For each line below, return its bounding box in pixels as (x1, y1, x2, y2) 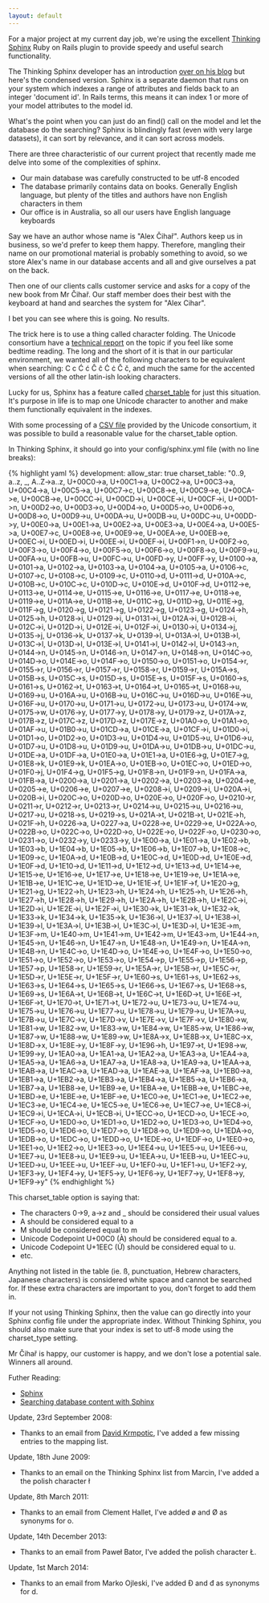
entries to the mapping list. (19, 1436, 109, 1446)
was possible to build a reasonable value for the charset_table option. (8, 428, 238, 438)
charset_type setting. (8, 1333, 79, 1343)
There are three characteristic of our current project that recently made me (8, 149, 256, 158)
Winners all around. (8, 1357, 73, 1367)
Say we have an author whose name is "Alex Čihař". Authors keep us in (8, 231, 243, 241)
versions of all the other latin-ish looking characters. (8, 371, 181, 382)
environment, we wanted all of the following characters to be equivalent (8, 354, 246, 364)
